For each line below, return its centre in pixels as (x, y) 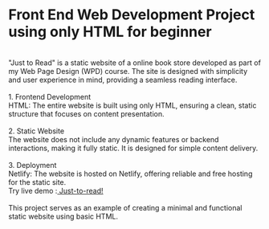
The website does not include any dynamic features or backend (114, 139)
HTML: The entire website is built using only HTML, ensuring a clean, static (132, 105)
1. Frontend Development (49, 96)
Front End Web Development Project (132, 15)
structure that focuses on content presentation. (86, 113)
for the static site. (37, 182)
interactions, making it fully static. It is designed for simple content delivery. (133, 148)
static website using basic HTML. (63, 216)
